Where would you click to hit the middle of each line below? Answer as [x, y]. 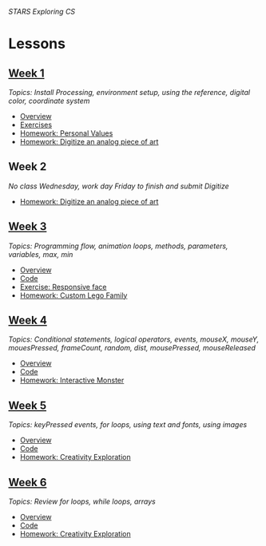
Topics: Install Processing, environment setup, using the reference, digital [129, 92]
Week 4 [28, 320]
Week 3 [28, 227]
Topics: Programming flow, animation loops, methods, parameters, [118, 246]
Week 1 [26, 73]
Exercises [36, 125]
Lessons [37, 44]
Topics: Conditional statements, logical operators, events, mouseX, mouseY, [134, 339]
